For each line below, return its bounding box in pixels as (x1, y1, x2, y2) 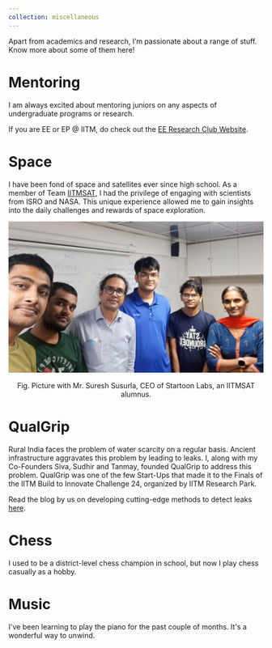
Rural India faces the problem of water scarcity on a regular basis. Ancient (8, 445, 257, 455)
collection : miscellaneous (8, 13, 100, 21)
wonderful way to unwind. (8, 631, 96, 641)
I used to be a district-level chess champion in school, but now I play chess (8, 558, 259, 568)
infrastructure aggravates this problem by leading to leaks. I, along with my (8, 453, 258, 463)
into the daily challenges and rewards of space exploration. (8, 205, 206, 214)
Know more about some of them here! (8, 44, 135, 54)
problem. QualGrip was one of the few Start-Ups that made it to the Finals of (8, 470, 263, 481)
